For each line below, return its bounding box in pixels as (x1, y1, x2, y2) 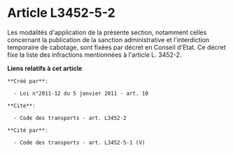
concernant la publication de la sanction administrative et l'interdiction (7, 35, 210, 44)
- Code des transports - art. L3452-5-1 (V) (13, 139, 146, 146)
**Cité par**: (7, 126, 49, 134)
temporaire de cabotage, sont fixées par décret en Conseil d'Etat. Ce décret (7, 43, 226, 51)
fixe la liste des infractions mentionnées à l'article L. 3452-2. (7, 51, 182, 59)
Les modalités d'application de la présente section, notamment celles (7, 28, 207, 36)
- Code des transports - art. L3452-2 (13, 114, 127, 121)
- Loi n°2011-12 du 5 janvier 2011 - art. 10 (13, 90, 149, 97)
